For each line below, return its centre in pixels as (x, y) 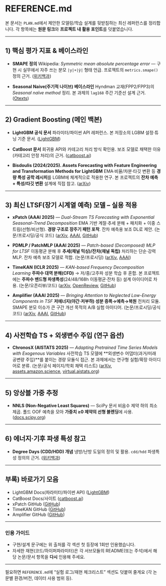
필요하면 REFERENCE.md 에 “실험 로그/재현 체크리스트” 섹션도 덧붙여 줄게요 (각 (79, 572)
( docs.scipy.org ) (29, 417)
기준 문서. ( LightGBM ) (39, 138)
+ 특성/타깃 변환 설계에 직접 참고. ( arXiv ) (51, 183)
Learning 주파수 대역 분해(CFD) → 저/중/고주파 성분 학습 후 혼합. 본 (77, 273)
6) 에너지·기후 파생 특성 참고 (45, 439)
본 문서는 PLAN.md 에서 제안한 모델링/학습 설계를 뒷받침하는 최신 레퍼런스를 (76, 23)
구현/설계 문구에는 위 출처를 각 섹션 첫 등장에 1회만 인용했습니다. (74, 544)
